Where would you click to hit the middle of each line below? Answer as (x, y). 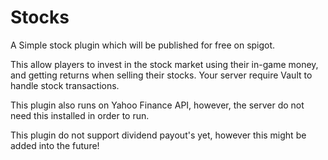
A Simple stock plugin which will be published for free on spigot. (143, 45)
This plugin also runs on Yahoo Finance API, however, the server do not (157, 105)
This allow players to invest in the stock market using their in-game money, (164, 64)
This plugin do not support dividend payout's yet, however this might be (158, 135)
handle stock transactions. (65, 85)
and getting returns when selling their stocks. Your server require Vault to (161, 75)
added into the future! (55, 145)
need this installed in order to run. (80, 115)
